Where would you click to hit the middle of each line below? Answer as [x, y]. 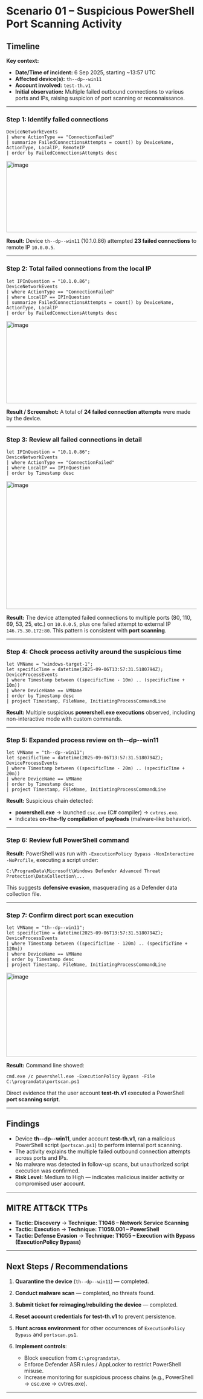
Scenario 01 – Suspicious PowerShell [100, 11]
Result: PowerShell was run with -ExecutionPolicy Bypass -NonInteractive [100, 854]
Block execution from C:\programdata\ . [72, 1358]
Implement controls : [41, 1346]
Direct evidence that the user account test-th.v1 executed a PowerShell [95, 1093]
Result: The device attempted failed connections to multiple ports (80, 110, [99, 617]
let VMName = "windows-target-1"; [50, 664]
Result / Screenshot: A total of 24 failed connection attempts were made [98, 411]
